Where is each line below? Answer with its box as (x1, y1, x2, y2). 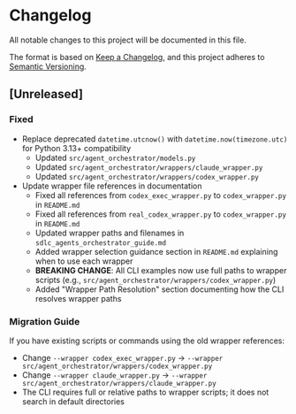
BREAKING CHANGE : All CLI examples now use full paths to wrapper (34, 264, 287, 275)
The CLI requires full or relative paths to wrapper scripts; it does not (21, 387, 269, 397)
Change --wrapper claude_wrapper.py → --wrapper (21, 369, 208, 380)
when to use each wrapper (34, 256, 133, 266)
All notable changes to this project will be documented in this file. (9, 34, 247, 45)
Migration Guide (9, 315, 80, 327)
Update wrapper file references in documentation (21, 180, 202, 191)
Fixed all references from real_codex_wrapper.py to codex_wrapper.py (34, 209, 287, 219)
